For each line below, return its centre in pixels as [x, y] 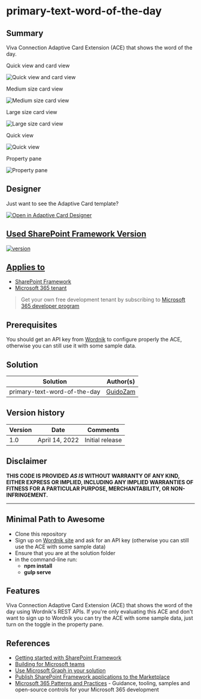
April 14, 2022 [58, 440]
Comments [103, 430]
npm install [38, 566]
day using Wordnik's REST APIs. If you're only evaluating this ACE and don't [100, 612]
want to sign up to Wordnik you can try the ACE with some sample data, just [100, 618]
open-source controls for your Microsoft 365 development [87, 690]
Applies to [26, 267]
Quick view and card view [38, 65]
